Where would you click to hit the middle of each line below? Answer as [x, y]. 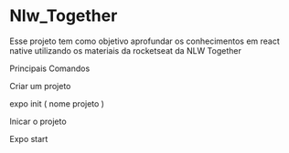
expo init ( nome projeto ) [57, 103]
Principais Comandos [50, 68]
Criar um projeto [40, 86]
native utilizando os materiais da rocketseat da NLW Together [126, 50]
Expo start [29, 138]
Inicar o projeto [38, 121]
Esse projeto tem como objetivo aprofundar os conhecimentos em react [145, 41]
